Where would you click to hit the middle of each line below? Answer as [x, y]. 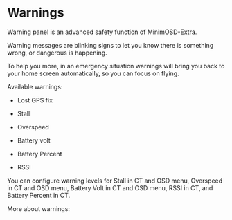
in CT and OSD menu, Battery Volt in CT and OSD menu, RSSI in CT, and [110, 187]
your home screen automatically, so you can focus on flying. [93, 73]
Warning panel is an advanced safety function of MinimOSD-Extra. [102, 32]
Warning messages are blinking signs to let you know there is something [110, 45]
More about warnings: [39, 208]
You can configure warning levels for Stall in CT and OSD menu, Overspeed [115, 181]
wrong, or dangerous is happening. [57, 53]
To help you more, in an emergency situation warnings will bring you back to [116, 66]
